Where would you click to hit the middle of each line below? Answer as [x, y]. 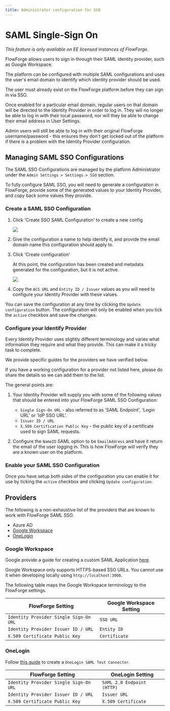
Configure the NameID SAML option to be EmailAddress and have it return [88, 441]
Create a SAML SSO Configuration [48, 209]
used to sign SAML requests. [50, 431]
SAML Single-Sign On [52, 35]
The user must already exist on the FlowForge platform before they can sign [84, 89]
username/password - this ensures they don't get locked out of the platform [84, 136]
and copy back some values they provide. [49, 195]
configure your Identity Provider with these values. [65, 294]
